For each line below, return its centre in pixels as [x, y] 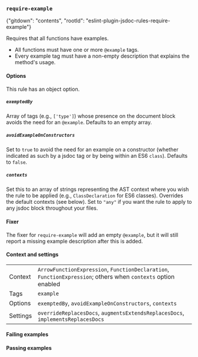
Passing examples [29, 348]
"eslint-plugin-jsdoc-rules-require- [128, 21]
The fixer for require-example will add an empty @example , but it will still [92, 234]
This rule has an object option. [43, 89]
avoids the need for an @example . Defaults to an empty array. [79, 123]
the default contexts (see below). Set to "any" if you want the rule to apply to [99, 202]
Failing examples [27, 335]
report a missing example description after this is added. [75, 241]
